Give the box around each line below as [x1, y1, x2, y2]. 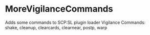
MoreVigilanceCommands [5, 3, 113, 15]
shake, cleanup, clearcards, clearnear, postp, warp [5, 24, 107, 30]
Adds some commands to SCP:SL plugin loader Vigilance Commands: [5, 19, 146, 25]
